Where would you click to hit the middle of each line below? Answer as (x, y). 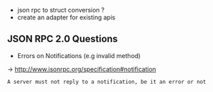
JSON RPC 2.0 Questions (62, 39)
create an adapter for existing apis (66, 17)
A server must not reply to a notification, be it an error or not (107, 82)
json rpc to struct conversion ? (61, 10)
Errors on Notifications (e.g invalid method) (79, 55)
